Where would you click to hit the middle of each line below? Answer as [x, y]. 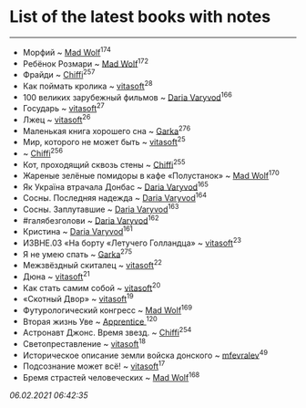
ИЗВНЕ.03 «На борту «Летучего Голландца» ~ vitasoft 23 [132, 242]
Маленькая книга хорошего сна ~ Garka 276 [107, 130]
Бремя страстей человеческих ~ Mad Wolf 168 [111, 376]
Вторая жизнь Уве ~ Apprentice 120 [90, 320]
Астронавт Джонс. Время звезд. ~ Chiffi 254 [107, 332]
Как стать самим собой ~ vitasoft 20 [92, 287]
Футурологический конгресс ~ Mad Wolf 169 [107, 309]
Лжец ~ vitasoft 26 [56, 119]
